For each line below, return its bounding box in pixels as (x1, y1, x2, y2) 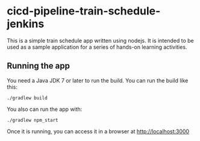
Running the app (7, 61, 70, 71)
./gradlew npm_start (7, 117, 59, 123)
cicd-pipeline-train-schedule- (7, 4, 161, 18)
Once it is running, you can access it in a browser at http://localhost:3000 (7, 128, 189, 135)
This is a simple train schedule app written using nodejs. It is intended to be (7, 37, 195, 44)
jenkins (7, 17, 45, 31)
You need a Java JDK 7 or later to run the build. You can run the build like (7, 77, 189, 84)
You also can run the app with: (7, 105, 83, 113)
